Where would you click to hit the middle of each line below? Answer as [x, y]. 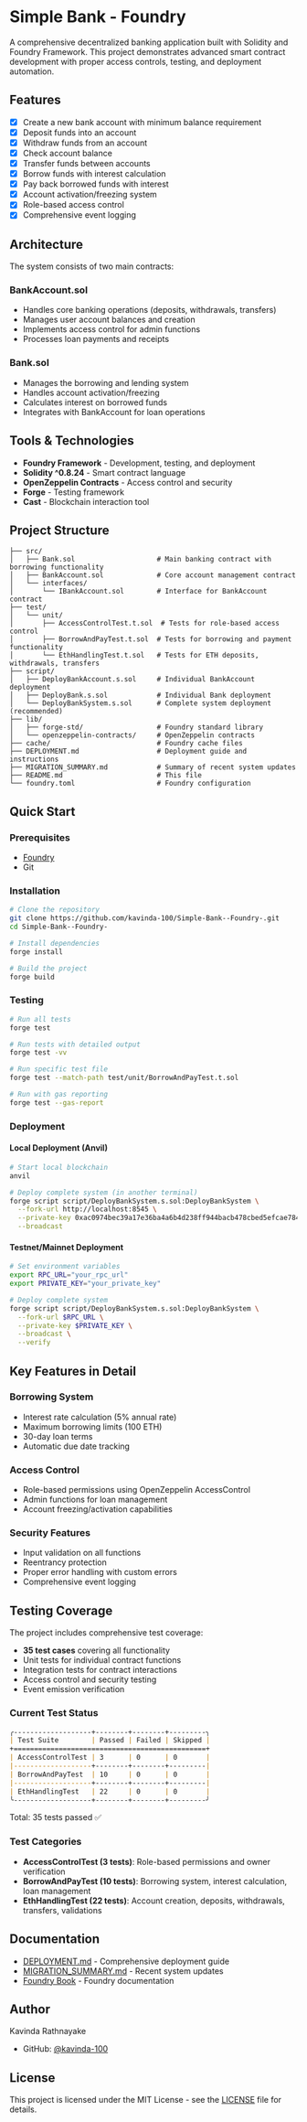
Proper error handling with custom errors [100, 1572]
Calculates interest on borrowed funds [95, 402]
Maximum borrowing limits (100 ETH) [92, 1426]
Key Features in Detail [73, 1371]
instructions [34, 760]
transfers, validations [62, 1910]
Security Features [50, 1533]
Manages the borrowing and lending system [106, 382]
